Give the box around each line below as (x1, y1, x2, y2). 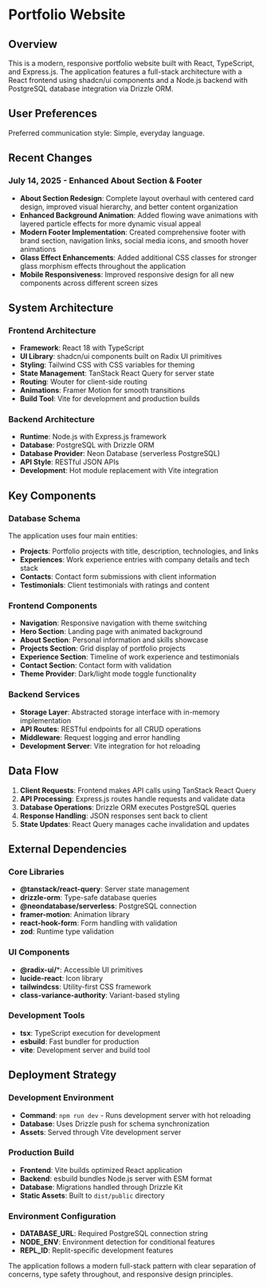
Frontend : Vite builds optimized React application (19, 1165, 183, 1175)
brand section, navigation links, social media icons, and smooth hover (19, 235, 249, 245)
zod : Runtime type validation (19, 927, 114, 936)
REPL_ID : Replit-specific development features (19, 1246, 174, 1255)
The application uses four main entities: (8, 531, 138, 541)
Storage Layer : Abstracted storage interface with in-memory (19, 707, 221, 717)
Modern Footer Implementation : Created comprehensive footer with (19, 227, 246, 237)
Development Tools (8, 1010, 85, 1021)
